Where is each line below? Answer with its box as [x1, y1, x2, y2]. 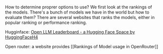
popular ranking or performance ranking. [5, 19, 87, 25]
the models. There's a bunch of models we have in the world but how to [5, 9, 150, 15]
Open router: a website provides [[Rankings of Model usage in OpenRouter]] [5, 44, 159, 49]
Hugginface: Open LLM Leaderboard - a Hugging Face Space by [5, 29, 135, 35]
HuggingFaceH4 [5, 34, 38, 40]
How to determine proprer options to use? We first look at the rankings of [5, 4, 152, 10]
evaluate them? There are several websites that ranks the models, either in [5, 15, 155, 20]
